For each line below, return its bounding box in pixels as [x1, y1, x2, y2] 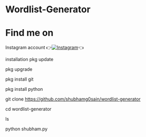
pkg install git [5, 76, 34, 83]
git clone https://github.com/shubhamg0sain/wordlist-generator [5, 96, 141, 102]
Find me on [5, 27, 54, 39]
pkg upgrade [5, 66, 32, 72]
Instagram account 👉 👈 [5, 45, 84, 51]
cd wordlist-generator [5, 106, 52, 112]
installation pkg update [5, 56, 54, 63]
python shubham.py [5, 126, 48, 132]
